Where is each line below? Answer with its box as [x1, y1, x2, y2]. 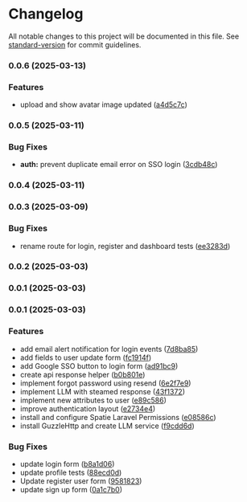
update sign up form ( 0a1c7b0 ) [19, 484, 123, 494]
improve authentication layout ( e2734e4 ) [19, 403, 156, 414]
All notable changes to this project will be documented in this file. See [8, 31, 240, 41]
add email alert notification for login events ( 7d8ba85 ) [19, 344, 199, 353]
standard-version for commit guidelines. [8, 39, 142, 49]
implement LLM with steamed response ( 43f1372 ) [19, 386, 185, 396]
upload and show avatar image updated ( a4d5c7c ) [19, 100, 187, 109]
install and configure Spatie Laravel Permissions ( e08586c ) [19, 412, 216, 422]
